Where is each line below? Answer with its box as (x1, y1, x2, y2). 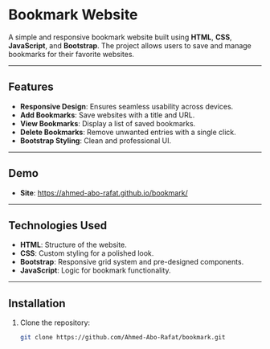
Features (8, 80, 54, 94)
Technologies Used (8, 219, 107, 232)
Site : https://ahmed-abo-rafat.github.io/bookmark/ (19, 187, 188, 198)
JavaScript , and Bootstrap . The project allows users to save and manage (8, 40, 252, 50)
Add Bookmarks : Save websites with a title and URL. (19, 110, 195, 120)
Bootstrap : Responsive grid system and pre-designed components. (19, 257, 244, 267)
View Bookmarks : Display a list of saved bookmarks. (19, 118, 196, 128)
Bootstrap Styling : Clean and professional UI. (19, 135, 171, 146)
